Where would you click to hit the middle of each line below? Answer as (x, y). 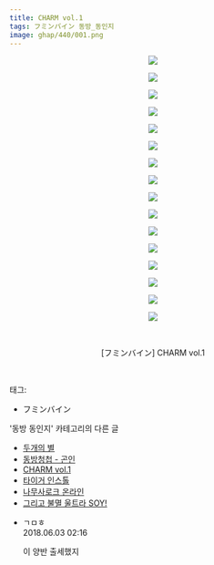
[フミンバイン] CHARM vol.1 (153, 353)
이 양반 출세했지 (51, 551)
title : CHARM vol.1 (46, 18)
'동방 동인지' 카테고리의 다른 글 (64, 428)
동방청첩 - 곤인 (49, 459)
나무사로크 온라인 (53, 492)
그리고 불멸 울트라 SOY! (65, 503)
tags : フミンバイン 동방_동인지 (62, 26)
